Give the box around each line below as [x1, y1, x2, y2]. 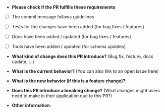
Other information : [11, 103, 52, 109]
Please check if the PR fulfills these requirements [11, 4, 115, 10]
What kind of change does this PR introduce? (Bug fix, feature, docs [11, 54, 154, 59]
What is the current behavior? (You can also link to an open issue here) [11, 68, 159, 74]
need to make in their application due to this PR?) [11, 93, 112, 99]
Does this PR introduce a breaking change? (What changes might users [11, 88, 160, 94]
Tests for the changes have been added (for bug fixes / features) [11, 24, 144, 30]
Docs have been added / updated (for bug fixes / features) [11, 34, 132, 40]
